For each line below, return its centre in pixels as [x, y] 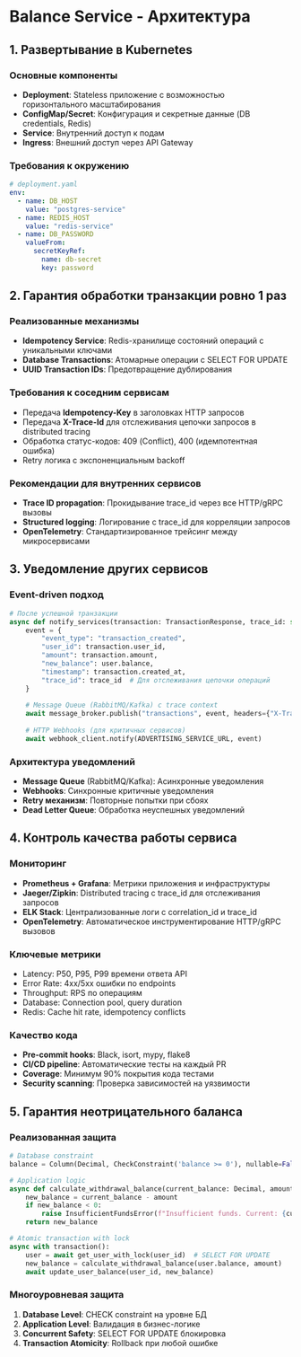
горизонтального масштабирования [91, 104]
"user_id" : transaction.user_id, [104, 647]
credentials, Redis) [57, 123]
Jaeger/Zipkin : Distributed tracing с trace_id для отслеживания [142, 893]
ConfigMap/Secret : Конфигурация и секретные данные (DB [136, 113]
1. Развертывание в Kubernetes [101, 50]
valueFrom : [46, 243]
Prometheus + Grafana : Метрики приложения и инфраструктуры [146, 883]
